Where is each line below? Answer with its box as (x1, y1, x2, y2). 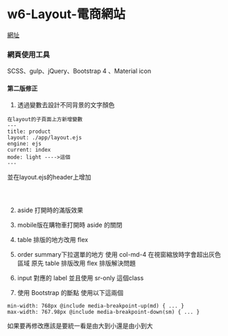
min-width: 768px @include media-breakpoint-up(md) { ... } (7, 303, 185, 310)
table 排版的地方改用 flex (17, 236, 89, 244)
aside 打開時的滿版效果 (17, 206, 84, 214)
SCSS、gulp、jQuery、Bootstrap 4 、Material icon (7, 67, 152, 75)
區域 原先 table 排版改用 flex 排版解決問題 (17, 259, 137, 268)
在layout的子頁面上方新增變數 (7, 116, 83, 123)
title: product (7, 128, 51, 136)
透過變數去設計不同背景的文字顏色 (17, 101, 115, 109)
